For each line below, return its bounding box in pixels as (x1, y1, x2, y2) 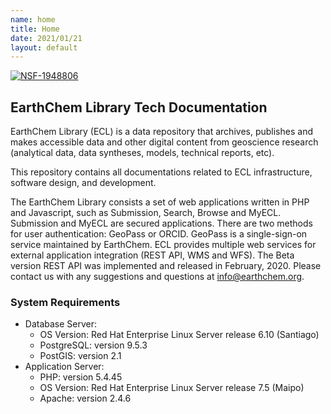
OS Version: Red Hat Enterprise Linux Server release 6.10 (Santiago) (39, 329, 320, 341)
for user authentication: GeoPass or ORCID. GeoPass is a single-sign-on (10, 228, 308, 240)
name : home (10, 14, 56, 25)
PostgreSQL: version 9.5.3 (39, 339, 148, 351)
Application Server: (24, 361, 105, 373)
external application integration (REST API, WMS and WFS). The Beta (10, 249, 295, 261)
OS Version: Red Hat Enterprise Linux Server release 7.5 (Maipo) (39, 382, 305, 394)
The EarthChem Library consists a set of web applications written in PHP (10, 196, 310, 208)
